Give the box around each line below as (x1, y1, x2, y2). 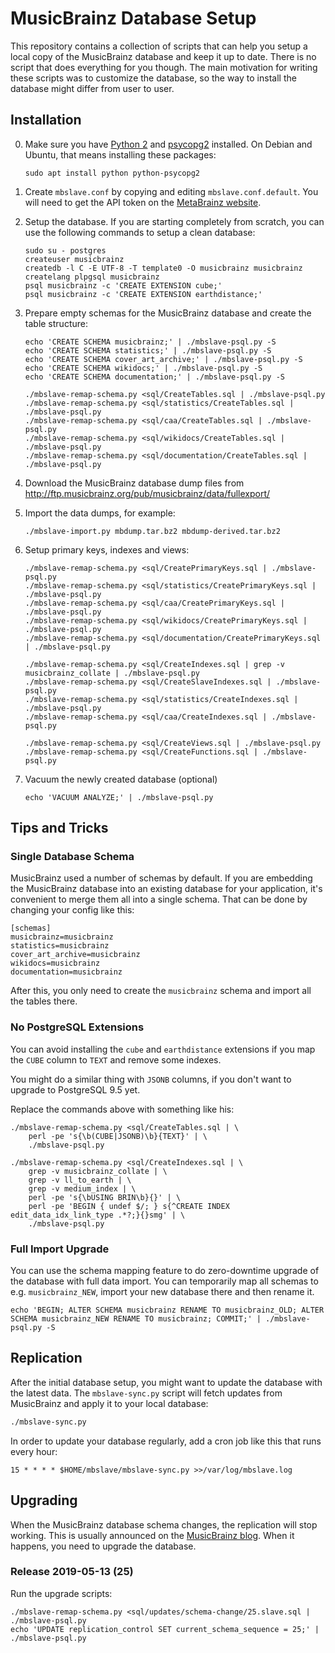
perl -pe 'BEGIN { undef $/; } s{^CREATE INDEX (28, 1201, 230, 1211)
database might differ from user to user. (10, 82, 175, 94)
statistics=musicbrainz (10, 941, 110, 951)
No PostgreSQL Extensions (10, 1020, 145, 1034)
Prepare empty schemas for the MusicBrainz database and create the (24, 307, 312, 319)
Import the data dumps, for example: (24, 507, 176, 519)
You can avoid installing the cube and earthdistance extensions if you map (10, 1043, 316, 1055)
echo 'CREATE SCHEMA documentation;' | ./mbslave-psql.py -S (24, 372, 286, 382)
